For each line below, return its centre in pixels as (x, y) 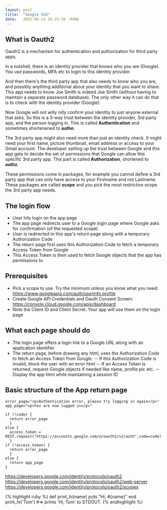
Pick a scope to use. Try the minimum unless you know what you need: (85, 288)
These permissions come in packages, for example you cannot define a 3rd (83, 174)
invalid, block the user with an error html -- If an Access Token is (79, 363)
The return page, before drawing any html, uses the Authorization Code (86, 353)
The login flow (28, 206)
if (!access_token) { (28, 445)
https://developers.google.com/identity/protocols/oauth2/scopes (72, 487)
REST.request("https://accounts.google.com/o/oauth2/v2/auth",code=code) (83, 436)
